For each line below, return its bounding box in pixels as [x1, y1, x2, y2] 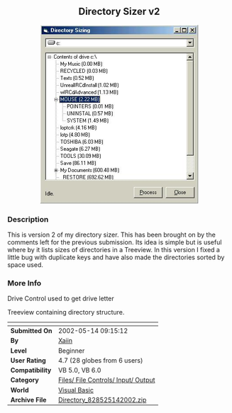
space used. [7, 261, 44, 269]
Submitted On [10, 327, 53, 335]
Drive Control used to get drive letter [7, 294, 115, 303]
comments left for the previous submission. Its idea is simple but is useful [7, 238, 222, 247]
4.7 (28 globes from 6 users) [57, 356, 143, 364]
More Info [7, 278, 42, 288]
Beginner [57, 346, 85, 355]
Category [10, 375, 39, 385]
